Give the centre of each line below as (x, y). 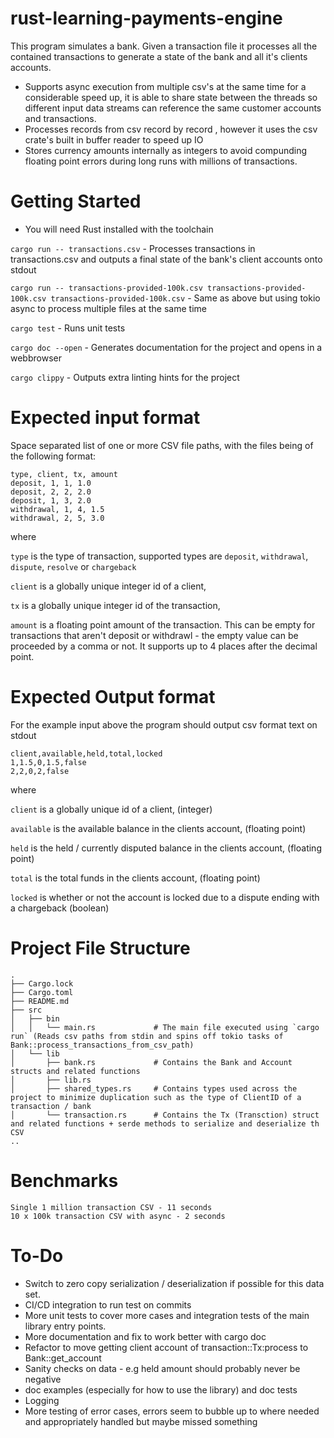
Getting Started (76, 201)
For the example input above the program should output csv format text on (164, 724)
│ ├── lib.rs (51, 1080)
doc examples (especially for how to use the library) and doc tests (161, 1389)
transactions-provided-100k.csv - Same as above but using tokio (185, 298)
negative (43, 1379)
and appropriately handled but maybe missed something (141, 1421)
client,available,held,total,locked (86, 753)
